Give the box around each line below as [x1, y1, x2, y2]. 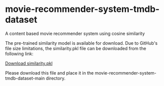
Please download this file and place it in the [5, 70, 94, 76]
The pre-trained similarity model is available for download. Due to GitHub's [5, 40, 158, 46]
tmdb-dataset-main [5, 75, 45, 81]
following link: [5, 51, 34, 57]
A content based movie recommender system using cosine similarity [5, 30, 145, 36]
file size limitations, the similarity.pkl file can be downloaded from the [5, 45, 146, 51]
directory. [46, 75, 66, 81]
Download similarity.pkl [5, 60, 53, 66]
